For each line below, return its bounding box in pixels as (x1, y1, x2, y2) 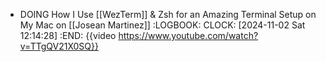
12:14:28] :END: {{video (19, 30, 117, 41)
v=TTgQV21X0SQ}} (19, 40, 99, 52)
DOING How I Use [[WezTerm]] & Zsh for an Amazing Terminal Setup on (19, 9, 317, 20)
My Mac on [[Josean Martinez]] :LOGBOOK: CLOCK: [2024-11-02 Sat (19, 19, 306, 31)
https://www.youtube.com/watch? (118, 30, 259, 41)
